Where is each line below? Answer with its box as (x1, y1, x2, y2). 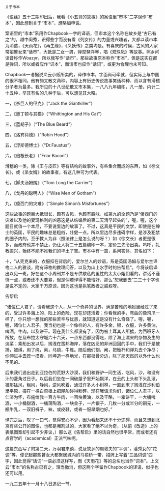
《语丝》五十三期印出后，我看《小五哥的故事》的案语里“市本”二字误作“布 (5, 14, 153, 20)
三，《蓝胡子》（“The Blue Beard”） (5, 121, 75, 127)
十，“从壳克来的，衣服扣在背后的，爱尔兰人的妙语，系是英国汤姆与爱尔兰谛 (5, 259, 158, 264)
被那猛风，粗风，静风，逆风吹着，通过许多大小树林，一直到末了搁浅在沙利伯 (5, 382, 160, 387)
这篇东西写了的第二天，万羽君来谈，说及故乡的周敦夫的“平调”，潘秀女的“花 (5, 446, 157, 451)
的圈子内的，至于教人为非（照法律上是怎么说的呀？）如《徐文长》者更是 (5, 235, 151, 241)
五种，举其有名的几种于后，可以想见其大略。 (9, 90, 100, 96)
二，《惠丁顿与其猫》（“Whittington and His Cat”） (5, 111, 105, 116)
